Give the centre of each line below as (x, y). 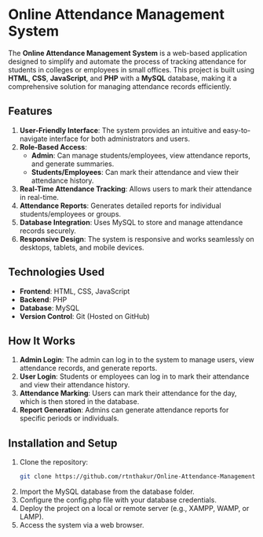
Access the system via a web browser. (82, 525)
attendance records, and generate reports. (88, 368)
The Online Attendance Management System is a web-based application (128, 53)
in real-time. (39, 197)
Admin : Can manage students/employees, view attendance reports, (141, 155)
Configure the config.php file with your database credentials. (118, 500)
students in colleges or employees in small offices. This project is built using (131, 69)
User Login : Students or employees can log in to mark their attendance (134, 376)
